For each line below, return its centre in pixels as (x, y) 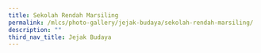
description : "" (35, 30)
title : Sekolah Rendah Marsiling (63, 15)
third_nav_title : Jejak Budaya (60, 37)
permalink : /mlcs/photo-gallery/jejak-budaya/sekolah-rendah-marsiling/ (131, 23)
